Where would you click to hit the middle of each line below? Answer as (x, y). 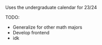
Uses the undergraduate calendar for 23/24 (51, 7)
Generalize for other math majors (47, 27)
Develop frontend (31, 32)
